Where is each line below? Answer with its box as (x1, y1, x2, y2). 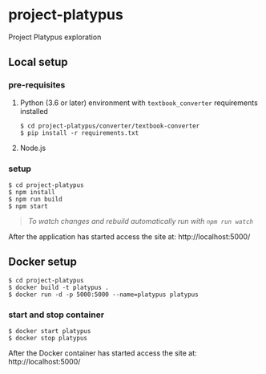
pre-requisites (8, 79, 66, 91)
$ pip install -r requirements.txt (19, 128, 139, 137)
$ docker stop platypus (8, 335, 88, 343)
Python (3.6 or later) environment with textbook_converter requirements (19, 98, 258, 108)
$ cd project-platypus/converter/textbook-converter (19, 122, 200, 130)
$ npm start (8, 202, 48, 210)
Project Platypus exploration (8, 32, 102, 42)
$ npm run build (8, 195, 62, 203)
